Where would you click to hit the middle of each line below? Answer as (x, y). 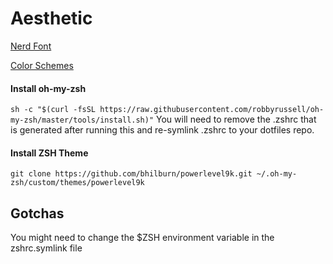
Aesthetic (51, 18)
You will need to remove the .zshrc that (236, 119)
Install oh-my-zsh (48, 88)
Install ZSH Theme (49, 153)
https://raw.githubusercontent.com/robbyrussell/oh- (212, 110)
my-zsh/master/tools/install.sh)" (82, 120)
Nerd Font (31, 46)
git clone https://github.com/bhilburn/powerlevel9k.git (131, 174)
